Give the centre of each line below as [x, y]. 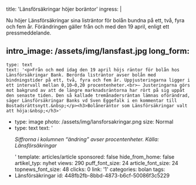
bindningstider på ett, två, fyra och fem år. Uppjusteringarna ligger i [98, 80]
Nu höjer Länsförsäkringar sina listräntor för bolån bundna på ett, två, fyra [95, 20]
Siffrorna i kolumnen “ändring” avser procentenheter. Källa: [87, 139]
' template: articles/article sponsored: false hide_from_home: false [94, 157]
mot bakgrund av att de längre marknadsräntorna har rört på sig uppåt [95, 90]
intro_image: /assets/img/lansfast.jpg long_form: [98, 51]
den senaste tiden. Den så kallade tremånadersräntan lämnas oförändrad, [98, 95]
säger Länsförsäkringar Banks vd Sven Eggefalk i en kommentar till [92, 100]
